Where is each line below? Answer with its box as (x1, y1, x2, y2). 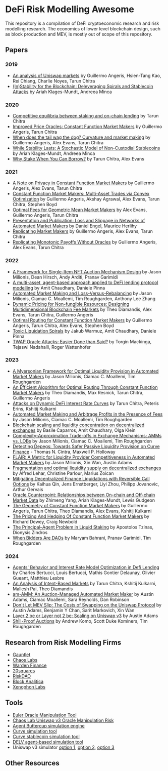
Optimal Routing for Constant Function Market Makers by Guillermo (12, 317, 152, 323)
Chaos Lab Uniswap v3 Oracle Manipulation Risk (12, 717, 114, 723)
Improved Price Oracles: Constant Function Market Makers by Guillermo (12, 123, 162, 130)
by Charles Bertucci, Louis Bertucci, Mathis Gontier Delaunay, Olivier (12, 570, 155, 576)
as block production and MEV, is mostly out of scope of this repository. (5, 31, 152, 37)
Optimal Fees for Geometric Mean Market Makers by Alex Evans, (12, 207, 147, 213)
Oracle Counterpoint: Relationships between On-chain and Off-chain (12, 492, 155, 498)
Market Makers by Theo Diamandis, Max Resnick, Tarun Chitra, (12, 389, 144, 395)
